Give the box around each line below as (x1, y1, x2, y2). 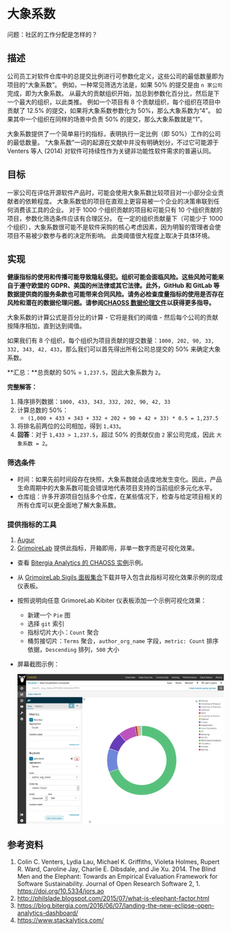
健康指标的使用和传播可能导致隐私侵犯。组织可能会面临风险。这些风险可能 (7, 273, 218, 281)
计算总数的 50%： (16, 406, 69, 415)
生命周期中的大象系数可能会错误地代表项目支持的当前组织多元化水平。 (16, 483, 217, 492)
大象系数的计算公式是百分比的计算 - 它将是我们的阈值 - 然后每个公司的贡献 (7, 314, 219, 322)
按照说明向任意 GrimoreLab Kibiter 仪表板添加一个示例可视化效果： (16, 596, 207, 604)
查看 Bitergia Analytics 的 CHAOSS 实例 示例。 (16, 558, 147, 567)
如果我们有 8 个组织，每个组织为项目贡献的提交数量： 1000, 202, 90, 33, (7, 336, 214, 344)
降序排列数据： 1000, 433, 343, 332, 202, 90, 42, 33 (16, 397, 170, 406)
